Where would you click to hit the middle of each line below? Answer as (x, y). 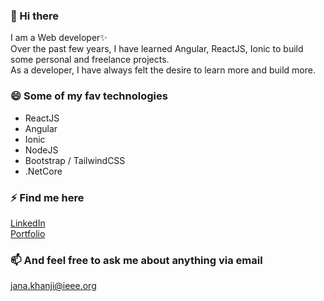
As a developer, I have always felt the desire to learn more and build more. (163, 70)
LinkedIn (28, 223)
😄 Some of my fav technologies (89, 96)
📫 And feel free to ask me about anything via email (136, 260)
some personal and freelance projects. (90, 60)
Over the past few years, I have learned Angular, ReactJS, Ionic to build (157, 49)
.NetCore (43, 171)
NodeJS (41, 150)
